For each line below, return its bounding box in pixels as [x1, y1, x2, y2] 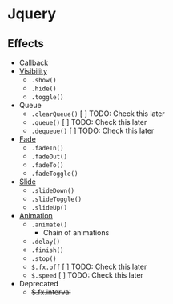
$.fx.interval [30, 287, 71, 297]
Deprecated [18, 279, 59, 288]
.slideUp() [30, 204, 68, 212]
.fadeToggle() [30, 170, 78, 178]
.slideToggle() [30, 195, 82, 203]
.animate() [30, 221, 68, 229]
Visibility [18, 66, 48, 76]
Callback [18, 58, 49, 67]
